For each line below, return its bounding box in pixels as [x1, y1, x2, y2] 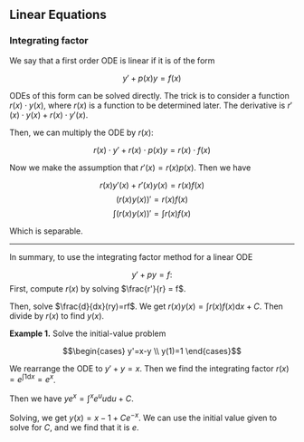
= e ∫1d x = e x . [9, 372, 56, 385]
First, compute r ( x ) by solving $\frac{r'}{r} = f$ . [9, 283, 186, 293]
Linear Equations [9, 7, 107, 23]
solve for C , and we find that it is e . [9, 421, 139, 433]
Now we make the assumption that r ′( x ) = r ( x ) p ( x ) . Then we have [9, 162, 252, 173]
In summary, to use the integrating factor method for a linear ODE [9, 251, 253, 262]
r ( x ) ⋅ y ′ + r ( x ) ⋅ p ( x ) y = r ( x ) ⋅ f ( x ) [93, 144, 211, 155]
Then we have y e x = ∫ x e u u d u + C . [9, 391, 134, 404]
